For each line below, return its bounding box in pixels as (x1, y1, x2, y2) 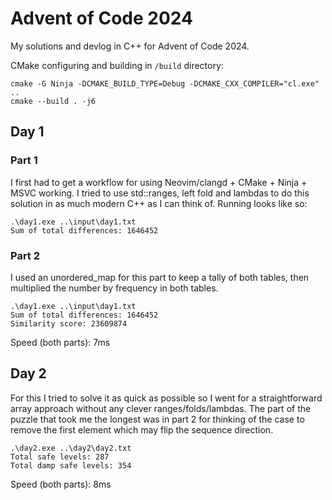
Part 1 (10, 153, 38, 167)
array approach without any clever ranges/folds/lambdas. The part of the (10, 402, 312, 414)
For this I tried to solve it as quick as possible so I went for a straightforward (10, 392, 323, 404)
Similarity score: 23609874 (10, 318, 128, 329)
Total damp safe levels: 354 (10, 460, 132, 471)
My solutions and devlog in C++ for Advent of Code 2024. (10, 40, 250, 52)
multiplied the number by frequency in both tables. (10, 282, 219, 294)
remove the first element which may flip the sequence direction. (10, 423, 274, 436)
